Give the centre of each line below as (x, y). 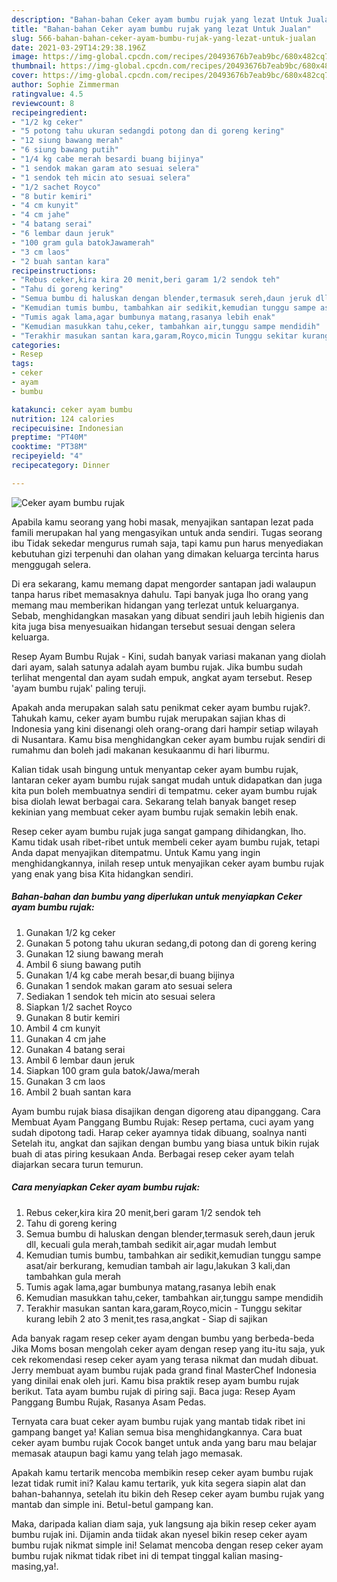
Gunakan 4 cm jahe (66, 1038)
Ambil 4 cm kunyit (63, 1028)
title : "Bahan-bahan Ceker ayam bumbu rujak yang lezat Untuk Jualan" (161, 29)
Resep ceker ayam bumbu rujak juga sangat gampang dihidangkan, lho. (159, 831)
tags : (22, 364)
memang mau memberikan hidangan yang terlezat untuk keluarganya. (155, 605)
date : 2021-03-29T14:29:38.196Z (78, 47)
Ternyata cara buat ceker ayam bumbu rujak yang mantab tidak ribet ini (158, 1421)
